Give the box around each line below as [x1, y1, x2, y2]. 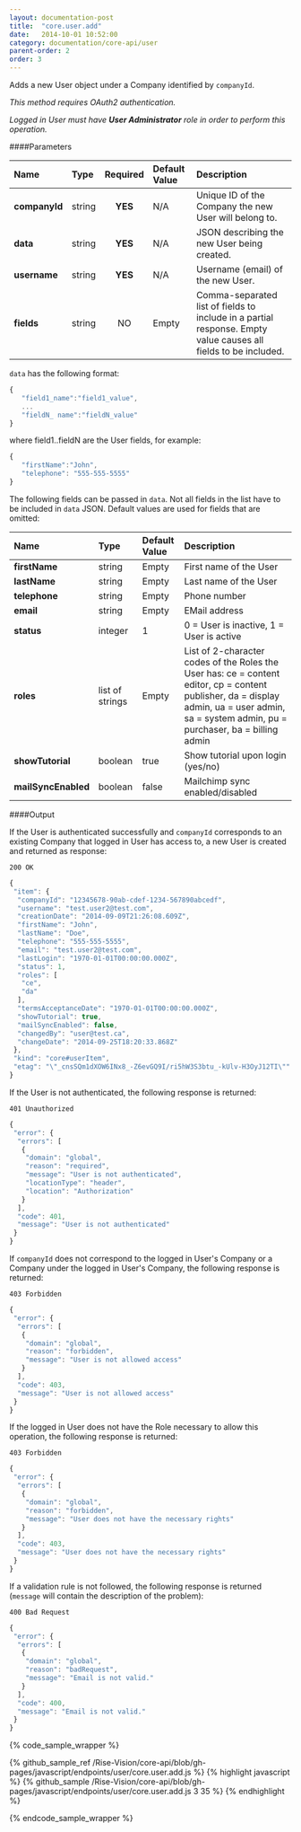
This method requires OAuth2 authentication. [9, 97, 176, 108]
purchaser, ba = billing [184, 723, 279, 735]
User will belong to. [195, 212, 278, 224]
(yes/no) [184, 760, 220, 772]
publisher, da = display [184, 689, 280, 701]
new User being [195, 237, 263, 250]
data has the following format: [9, 368, 120, 378]
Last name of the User [184, 575, 278, 587]
